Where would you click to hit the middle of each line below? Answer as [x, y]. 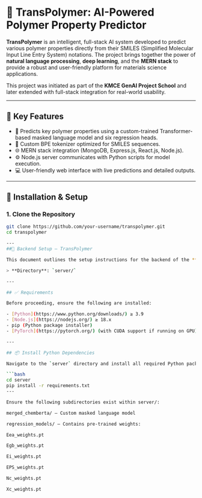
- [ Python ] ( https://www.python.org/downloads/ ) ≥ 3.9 [75, 314]
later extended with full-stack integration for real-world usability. [86, 92]
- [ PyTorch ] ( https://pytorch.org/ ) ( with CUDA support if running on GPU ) [102, 331]
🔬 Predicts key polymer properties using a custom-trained [87, 131]
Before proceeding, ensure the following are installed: [79, 303]
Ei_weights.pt [24, 457]
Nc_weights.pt [24, 479]
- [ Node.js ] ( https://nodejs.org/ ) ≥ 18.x [59, 320]
